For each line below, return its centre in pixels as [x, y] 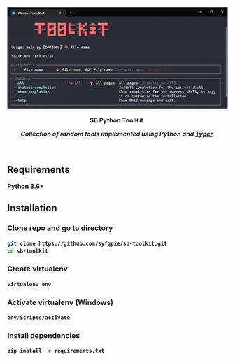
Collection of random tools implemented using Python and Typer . [117, 134]
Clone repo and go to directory [60, 228]
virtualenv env [29, 284]
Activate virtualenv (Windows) [60, 302]
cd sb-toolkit [28, 251]
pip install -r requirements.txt [56, 351]
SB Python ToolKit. [117, 120]
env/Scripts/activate [39, 318]
